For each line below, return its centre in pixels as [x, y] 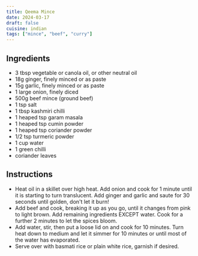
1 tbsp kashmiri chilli [40, 111]
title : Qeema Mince [31, 12]
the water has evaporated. [47, 240]
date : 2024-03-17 [28, 17]
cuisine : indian [26, 28]
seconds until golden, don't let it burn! [62, 201]
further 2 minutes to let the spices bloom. [66, 221]
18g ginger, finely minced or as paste [61, 79]
